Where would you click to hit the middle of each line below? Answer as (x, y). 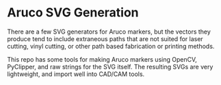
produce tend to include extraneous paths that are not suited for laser (105, 38)
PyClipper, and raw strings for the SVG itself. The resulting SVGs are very (110, 66)
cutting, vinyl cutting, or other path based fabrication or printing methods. (111, 46)
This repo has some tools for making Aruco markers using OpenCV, (102, 59)
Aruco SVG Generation (73, 13)
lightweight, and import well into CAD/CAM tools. (76, 74)
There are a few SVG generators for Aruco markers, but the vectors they (109, 32)
